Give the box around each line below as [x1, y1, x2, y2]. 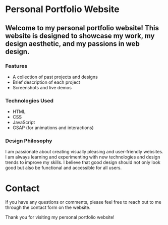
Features [5, 62, 28, 69]
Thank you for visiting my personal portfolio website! [5, 214, 115, 220]
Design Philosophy [5, 137, 52, 144]
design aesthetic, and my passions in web [5, 39, 140, 48]
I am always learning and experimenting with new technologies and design [5, 154, 160, 160]
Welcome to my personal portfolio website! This [5, 24, 159, 32]
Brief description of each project [12, 79, 81, 85]
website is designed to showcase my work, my [5, 31, 155, 40]
